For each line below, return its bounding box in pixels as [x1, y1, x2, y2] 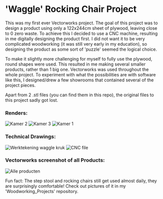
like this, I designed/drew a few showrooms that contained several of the [5, 77, 154, 83]
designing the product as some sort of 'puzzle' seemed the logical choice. [5, 46, 158, 52]
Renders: [5, 109, 28, 116]
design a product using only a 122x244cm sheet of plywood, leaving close [5, 25, 158, 31]
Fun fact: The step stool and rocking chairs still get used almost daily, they [5, 178, 158, 184]
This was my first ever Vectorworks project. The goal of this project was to [5, 20, 158, 26]
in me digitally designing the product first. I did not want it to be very [5, 36, 145, 42]
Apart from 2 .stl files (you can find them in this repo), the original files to [5, 92, 154, 98]
